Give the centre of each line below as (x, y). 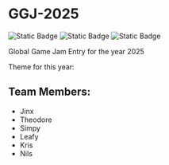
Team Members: (50, 92)
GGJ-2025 (44, 14)
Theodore (36, 120)
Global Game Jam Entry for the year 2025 (76, 51)
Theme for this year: (41, 67)
